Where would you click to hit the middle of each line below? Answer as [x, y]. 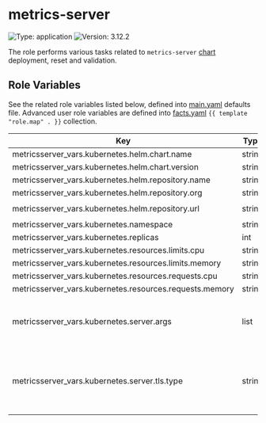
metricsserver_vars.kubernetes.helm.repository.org [107, 192]
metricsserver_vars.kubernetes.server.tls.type [98, 380]
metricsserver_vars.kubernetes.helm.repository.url [106, 208]
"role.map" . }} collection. [53, 121]
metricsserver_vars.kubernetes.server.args [92, 321]
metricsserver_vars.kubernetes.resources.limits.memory [117, 263]
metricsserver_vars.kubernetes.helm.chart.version [106, 166]
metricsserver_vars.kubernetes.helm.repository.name [112, 180]
